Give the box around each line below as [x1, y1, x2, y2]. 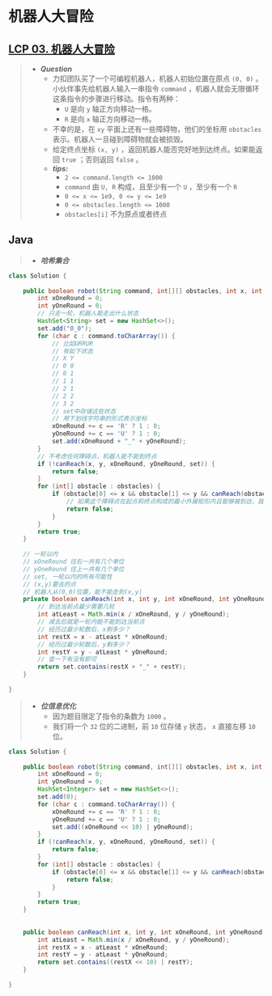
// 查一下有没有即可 [37, 655, 97, 663]
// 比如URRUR [51, 339, 93, 348]
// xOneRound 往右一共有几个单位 [23, 557, 125, 566]
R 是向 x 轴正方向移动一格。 [64, 114, 156, 124]
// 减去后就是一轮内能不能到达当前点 [37, 618, 146, 626]
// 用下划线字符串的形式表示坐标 [51, 414, 147, 423]
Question [40, 64, 73, 74]
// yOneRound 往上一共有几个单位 [23, 565, 125, 573]
